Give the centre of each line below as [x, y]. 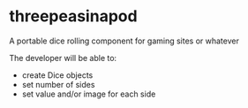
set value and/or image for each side [89, 94]
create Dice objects [57, 75]
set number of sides [58, 84]
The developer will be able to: [63, 58]
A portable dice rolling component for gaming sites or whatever [124, 41]
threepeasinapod [74, 16]
